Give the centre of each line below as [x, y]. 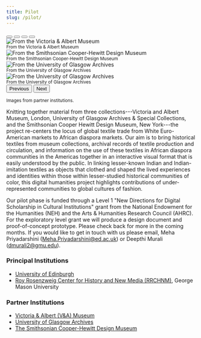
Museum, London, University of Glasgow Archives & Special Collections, [96, 118]
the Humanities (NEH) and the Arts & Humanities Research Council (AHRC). [100, 213]
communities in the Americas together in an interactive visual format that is [100, 156]
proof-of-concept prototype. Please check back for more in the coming [95, 226]
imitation [17, 169]
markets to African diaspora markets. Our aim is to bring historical [113, 137]
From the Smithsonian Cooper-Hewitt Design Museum [62, 59]
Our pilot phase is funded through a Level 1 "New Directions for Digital [93, 200]
